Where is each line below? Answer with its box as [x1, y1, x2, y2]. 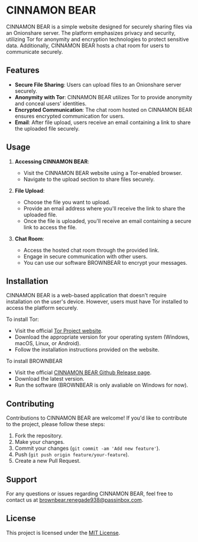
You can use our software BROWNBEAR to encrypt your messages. [23, 259, 187, 266]
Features [6, 66, 40, 76]
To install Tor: [6, 316, 40, 323]
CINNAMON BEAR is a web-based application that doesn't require [6, 292, 167, 299]
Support [6, 474, 37, 485]
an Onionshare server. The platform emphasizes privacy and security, [6, 29, 176, 36]
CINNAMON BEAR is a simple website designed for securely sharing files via [6, 23, 193, 30]
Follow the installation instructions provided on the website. [14, 346, 160, 353]
